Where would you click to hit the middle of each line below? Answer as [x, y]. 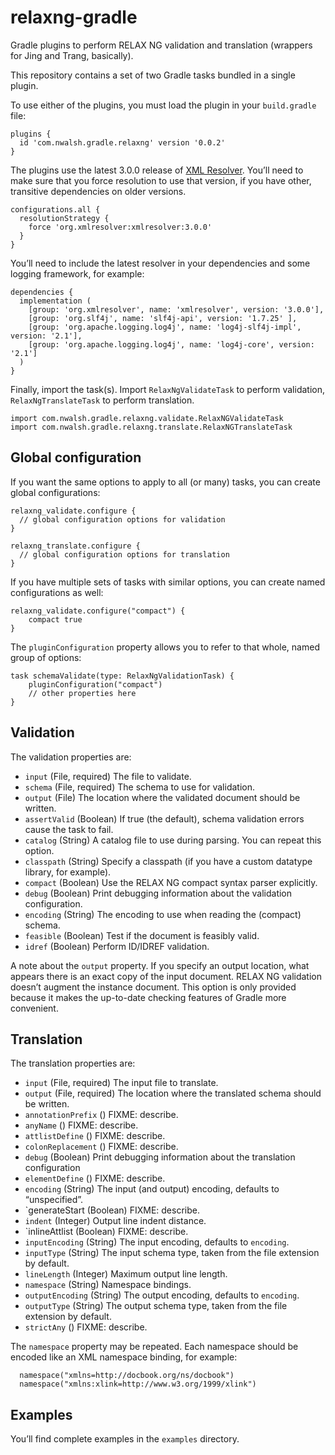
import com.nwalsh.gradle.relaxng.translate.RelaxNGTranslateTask [151, 427]
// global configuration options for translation [124, 554]
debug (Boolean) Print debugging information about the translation [160, 1157]
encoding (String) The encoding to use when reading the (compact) [163, 914]
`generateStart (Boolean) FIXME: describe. [112, 1210]
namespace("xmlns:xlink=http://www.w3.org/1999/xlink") [138, 1384]
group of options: [46, 657]
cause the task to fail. [69, 829]
